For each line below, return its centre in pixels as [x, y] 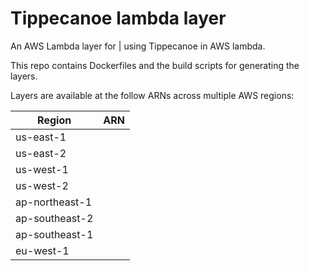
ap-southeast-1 [54, 234]
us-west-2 [42, 185]
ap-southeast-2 [54, 218]
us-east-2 [41, 153]
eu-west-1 [42, 250]
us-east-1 [41, 137]
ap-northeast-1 [54, 202]
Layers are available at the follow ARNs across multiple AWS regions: [152, 95]
